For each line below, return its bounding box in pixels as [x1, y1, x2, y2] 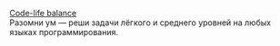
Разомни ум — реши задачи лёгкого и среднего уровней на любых [9, 17, 271, 28]
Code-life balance [9, 8, 77, 18]
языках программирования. [9, 27, 118, 37]
